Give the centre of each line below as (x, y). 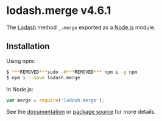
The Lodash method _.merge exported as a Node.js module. (81, 27)
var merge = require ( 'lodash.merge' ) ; (55, 100)
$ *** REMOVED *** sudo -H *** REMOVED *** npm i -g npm (72, 72)
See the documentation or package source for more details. (81, 112)
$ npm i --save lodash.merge (43, 77)
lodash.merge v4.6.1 (59, 11)
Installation (28, 46)
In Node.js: (20, 89)
